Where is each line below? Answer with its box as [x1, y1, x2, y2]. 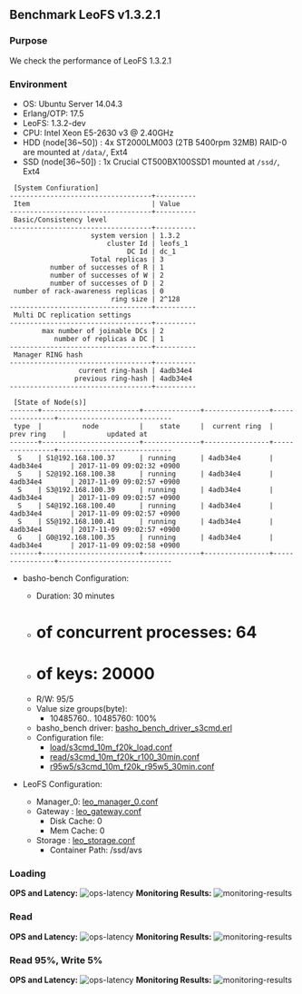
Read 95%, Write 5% [9, 953, 103, 966]
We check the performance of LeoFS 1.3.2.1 [9, 54, 172, 66]
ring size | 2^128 [110, 294, 180, 303]
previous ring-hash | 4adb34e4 [73, 374, 193, 383]
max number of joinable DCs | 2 [42, 326, 165, 335]
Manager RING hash [13, 349, 83, 359]
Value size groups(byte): [35, 704, 128, 714]
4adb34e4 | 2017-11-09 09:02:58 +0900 [9, 540, 180, 550]
